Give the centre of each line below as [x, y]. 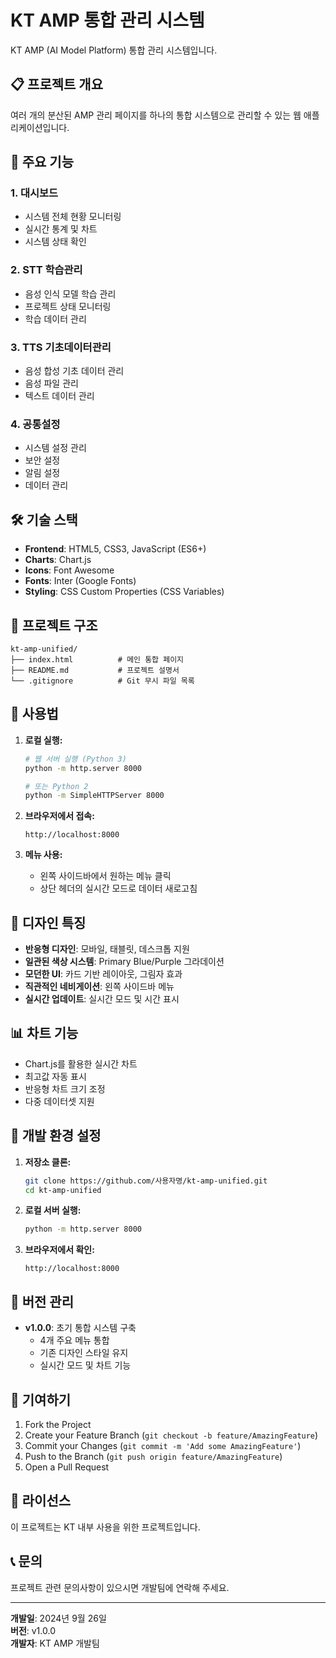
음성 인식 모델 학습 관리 [70, 293]
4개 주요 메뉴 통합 [74, 1340]
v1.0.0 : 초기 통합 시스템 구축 [80, 1328]
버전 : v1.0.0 [33, 1630]
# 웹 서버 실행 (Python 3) [75, 759]
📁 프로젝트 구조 [54, 625]
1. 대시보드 [34, 193]
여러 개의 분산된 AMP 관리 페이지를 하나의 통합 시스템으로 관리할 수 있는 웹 [156, 115]
